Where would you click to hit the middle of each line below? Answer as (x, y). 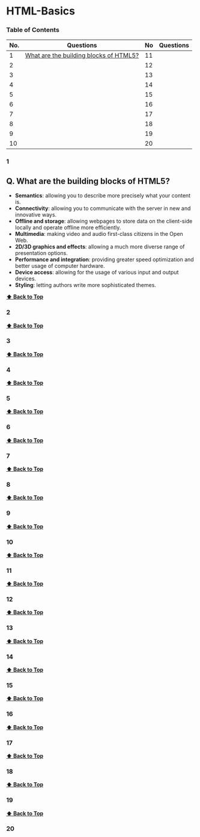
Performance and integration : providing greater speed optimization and (104, 259)
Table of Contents (33, 30)
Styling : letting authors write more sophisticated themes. (85, 285)
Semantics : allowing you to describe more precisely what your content (103, 196)
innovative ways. (36, 215)
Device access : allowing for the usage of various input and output (97, 273)
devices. (26, 279)
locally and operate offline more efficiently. (68, 227)
